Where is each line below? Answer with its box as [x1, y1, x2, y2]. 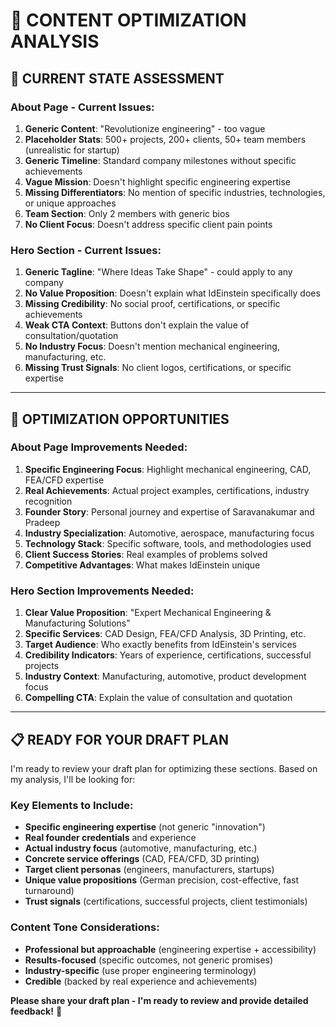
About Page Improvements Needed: [10, 440, 188, 454]
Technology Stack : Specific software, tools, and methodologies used [24, 537, 312, 549]
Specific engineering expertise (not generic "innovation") [24, 821, 266, 833]
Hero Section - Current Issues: [10, 243, 162, 257]
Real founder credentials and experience [24, 832, 197, 844]
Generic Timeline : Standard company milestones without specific [24, 154, 297, 166]
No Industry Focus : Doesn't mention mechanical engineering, [24, 340, 280, 353]
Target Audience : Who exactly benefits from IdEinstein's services [24, 639, 297, 651]
